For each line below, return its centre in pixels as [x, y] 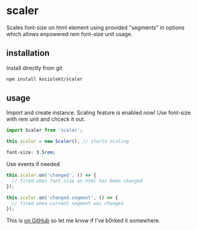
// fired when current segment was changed [67, 203]
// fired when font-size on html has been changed [77, 181]
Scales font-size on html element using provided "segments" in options [95, 27]
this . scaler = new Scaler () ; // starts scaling [68, 142]
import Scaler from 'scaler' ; [45, 131]
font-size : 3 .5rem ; [31, 153]
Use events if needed [33, 164]
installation [28, 53]
